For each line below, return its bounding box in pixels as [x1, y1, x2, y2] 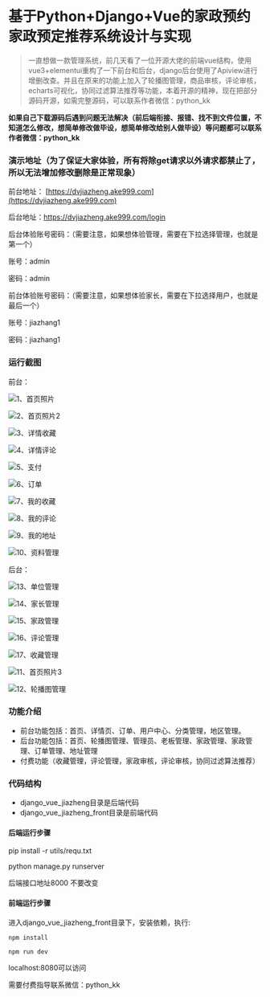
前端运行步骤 [8, 897, 51, 908]
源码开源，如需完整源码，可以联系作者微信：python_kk [27, 96, 211, 105]
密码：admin [8, 274, 51, 284]
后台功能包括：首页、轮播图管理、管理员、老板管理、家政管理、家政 [19, 736, 246, 746]
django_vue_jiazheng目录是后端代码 [19, 798, 139, 807]
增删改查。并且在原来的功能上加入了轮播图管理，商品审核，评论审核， [27, 76, 261, 85]
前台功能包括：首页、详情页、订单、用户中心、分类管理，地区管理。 [19, 725, 246, 735]
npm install [8, 934, 48, 942]
